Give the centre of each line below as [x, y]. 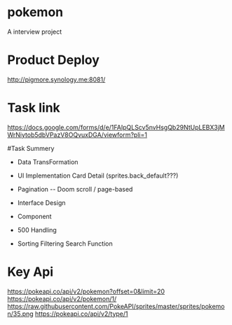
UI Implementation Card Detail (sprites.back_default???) [98, 175]
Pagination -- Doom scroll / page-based [75, 189]
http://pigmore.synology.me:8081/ [56, 79]
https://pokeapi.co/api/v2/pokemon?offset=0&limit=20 [86, 291]
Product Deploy [54, 60]
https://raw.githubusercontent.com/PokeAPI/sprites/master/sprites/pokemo [116, 306]
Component [34, 216]
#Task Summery [31, 148]
